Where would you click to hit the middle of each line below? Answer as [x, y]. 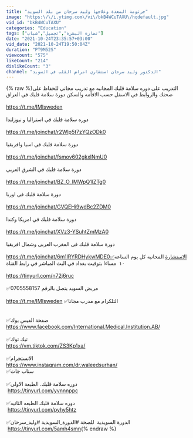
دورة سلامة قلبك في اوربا [34, 194]
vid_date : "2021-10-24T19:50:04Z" [48, 45]
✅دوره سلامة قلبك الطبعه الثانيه [40, 403]
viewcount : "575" [27, 55]
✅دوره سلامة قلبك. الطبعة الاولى [42, 384]
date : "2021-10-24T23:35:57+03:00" [50, 39]
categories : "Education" [36, 28]
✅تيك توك [17, 339]
